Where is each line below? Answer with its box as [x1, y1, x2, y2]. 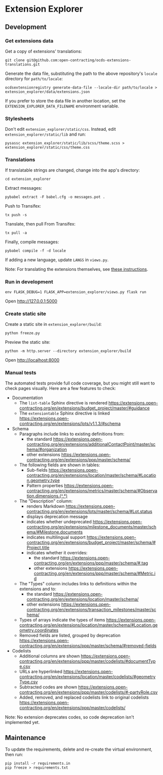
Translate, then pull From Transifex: [5, 221, 76, 227]
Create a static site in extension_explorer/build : [5, 321, 102, 327]
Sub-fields [26, 467, 48, 473]
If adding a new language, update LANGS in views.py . [5, 257, 109, 263]
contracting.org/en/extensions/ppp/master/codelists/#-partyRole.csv [19, 689, 158, 695]
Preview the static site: [5, 339, 50, 345]
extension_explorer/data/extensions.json [5, 89, 90, 94]
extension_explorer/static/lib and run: [5, 131, 86, 137]
